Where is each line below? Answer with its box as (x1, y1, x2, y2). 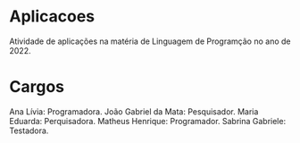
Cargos (9, 77, 65, 97)
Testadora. (9, 125, 49, 136)
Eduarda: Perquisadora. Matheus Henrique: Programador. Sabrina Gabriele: (9, 115, 287, 126)
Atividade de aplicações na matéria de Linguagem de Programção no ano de (9, 36, 291, 46)
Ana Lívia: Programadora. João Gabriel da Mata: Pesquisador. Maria (9, 105, 259, 117)
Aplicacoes (9, 6, 96, 27)
